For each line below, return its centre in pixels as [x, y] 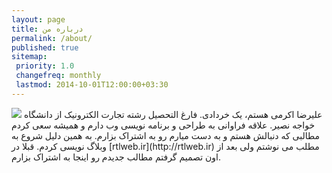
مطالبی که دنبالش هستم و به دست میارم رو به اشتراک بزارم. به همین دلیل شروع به [165, 135]
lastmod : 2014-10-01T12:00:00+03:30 [92, 85]
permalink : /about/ [52, 38]
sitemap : [29, 57]
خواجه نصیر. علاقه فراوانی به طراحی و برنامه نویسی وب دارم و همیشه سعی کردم [163, 125]
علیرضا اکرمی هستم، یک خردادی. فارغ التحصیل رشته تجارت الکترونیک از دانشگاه [173, 114]
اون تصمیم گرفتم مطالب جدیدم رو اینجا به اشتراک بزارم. [116, 157]
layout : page [38, 19]
